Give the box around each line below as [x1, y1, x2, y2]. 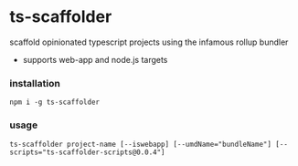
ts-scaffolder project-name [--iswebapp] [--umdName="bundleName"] [9, 140, 272, 149]
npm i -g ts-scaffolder [9, 98, 101, 107]
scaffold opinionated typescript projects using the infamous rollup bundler [9, 36, 289, 47]
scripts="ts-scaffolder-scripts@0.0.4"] [9, 148, 166, 157]
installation [9, 77, 61, 89]
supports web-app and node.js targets [22, 54, 168, 65]
